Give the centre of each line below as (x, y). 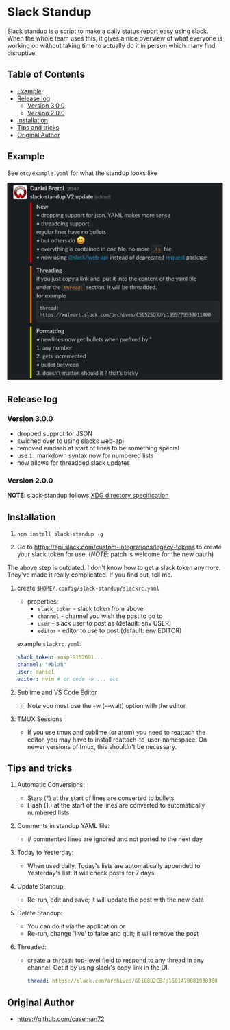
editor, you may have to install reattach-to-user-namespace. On (117, 740)
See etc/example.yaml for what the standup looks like (82, 173)
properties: (43, 602)
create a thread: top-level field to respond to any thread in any (115, 960)
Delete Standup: (40, 913)
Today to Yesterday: (45, 853)
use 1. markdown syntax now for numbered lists (85, 455)
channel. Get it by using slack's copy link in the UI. (98, 968)
